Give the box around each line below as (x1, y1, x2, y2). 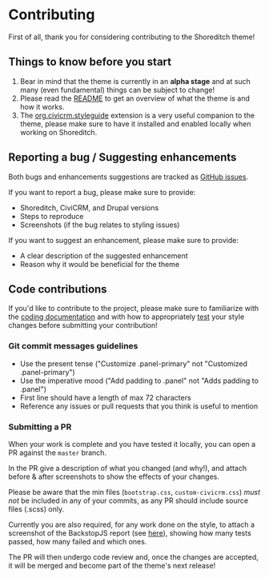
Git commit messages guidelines (8, 341, 139, 352)
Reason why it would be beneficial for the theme (19, 259, 180, 269)
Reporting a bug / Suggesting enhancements (8, 150, 237, 165)
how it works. (19, 102, 65, 111)
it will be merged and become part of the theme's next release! (8, 560, 216, 570)
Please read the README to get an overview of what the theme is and (19, 94, 251, 103)
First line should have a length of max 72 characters (19, 393, 191, 402)
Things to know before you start (8, 55, 172, 69)
